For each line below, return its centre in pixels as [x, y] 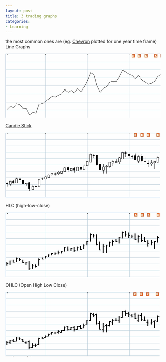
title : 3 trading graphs [31, 16]
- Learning [17, 27]
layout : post [19, 11]
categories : [18, 21]
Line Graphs [18, 47]
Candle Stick [18, 126]
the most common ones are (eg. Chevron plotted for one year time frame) [81, 41]
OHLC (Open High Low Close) [36, 285]
